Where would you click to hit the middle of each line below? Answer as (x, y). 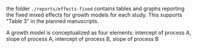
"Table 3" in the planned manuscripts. (53, 21)
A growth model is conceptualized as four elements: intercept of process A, (99, 33)
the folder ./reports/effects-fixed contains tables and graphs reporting (96, 9)
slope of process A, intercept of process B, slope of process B (82, 39)
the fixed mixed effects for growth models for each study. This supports (94, 15)
